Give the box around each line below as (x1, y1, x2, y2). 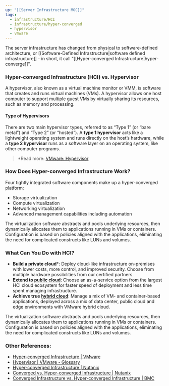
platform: (5, 185, 24, 191)
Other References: (5, 342, 51, 350)
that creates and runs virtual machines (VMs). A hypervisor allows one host (5, 91, 162, 97)
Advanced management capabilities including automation (12, 210, 132, 217)
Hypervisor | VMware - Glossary (12, 359, 80, 365)
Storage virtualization (12, 194, 57, 200)
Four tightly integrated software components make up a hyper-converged (5, 179, 158, 185)
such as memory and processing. (5, 101, 75, 107)
